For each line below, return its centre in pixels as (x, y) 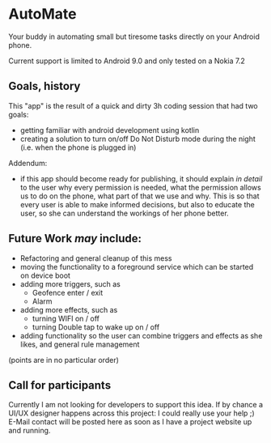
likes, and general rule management (80, 344)
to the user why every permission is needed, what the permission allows (140, 187)
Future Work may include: (75, 239)
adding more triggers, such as (70, 283)
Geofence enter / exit (68, 292)
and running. (30, 431)
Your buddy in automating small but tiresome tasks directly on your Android (134, 36)
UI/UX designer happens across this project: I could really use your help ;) (131, 413)
